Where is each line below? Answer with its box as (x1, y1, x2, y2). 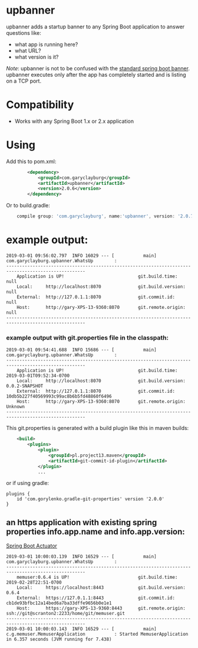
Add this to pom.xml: (6, 158, 57, 165)
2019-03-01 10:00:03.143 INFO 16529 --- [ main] (6, 626, 157, 632)
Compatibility (6, 98, 74, 112)
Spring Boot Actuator (6, 542, 58, 549)
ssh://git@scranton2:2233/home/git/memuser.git (6, 611, 126, 617)
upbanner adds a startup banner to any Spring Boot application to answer (6, 23, 185, 30)
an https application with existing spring (6, 517, 157, 527)
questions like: (6, 29, 41, 36)
